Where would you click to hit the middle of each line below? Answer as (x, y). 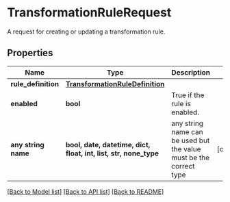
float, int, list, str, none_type (112, 153)
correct (183, 166)
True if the (188, 95)
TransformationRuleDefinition (115, 84)
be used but (190, 140)
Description (191, 72)
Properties (30, 53)
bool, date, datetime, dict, (108, 144)
